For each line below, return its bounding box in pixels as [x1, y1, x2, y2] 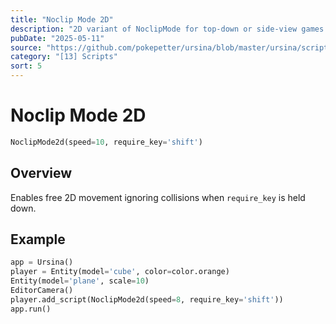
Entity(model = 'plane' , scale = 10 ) [10, 276, 150, 286]
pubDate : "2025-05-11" [10, 33, 105, 43]
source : [10, 42, 43, 53]
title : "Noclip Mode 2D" [10, 14, 114, 25]
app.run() [10, 304, 52, 314]
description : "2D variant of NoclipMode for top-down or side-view [10, 24, 298, 34]
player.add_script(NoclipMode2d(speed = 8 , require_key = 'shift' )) [10, 294, 284, 305]
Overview [10, 165, 73, 182]
